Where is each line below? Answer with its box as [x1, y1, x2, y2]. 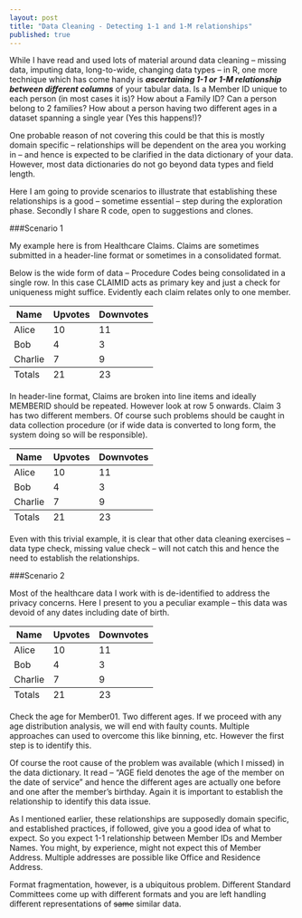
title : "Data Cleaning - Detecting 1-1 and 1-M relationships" [9, 22, 253, 31]
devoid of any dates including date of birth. [9, 607, 170, 618]
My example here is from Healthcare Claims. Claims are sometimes [9, 241, 260, 252]
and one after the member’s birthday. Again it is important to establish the [9, 787, 283, 798]
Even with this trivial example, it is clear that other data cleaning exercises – [9, 533, 291, 544]
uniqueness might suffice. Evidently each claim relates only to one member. [9, 287, 291, 298]
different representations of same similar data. [9, 898, 182, 910]
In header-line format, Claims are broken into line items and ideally [9, 391, 257, 402]
